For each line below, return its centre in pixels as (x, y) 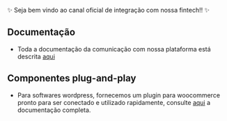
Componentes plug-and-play (72, 78)
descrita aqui (36, 56)
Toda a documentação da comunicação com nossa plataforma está (114, 49)
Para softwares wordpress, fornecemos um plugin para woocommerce (119, 95)
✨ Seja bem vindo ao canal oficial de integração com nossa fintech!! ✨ (109, 10)
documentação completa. (54, 110)
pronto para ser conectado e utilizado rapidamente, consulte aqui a (114, 102)
